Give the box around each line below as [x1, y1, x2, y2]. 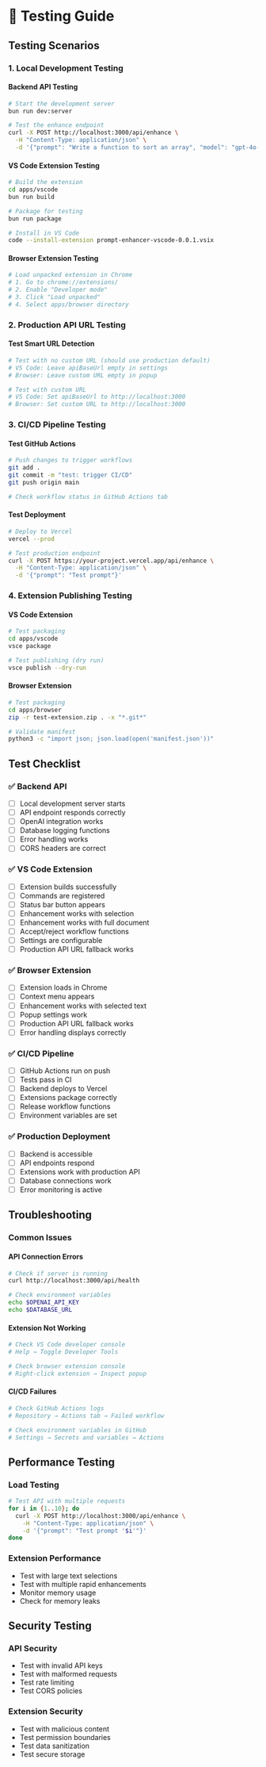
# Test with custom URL [8, 385, 87, 393]
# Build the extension [8, 178, 83, 186]
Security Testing [8, 1619, 93, 1632]
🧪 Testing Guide [8, 7, 115, 25]
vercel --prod [8, 535, 55, 542]
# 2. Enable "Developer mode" [8, 286, 108, 294]
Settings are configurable [19, 936, 103, 945]
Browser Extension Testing [8, 253, 99, 263]
